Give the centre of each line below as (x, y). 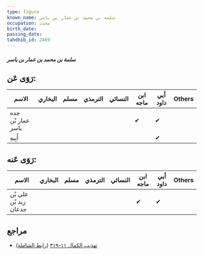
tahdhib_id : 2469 (29, 40)
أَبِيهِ (14, 138)
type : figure (23, 12)
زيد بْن (18, 202)
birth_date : (22, 29)
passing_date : (25, 34)
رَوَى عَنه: (22, 159)
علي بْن (19, 194)
